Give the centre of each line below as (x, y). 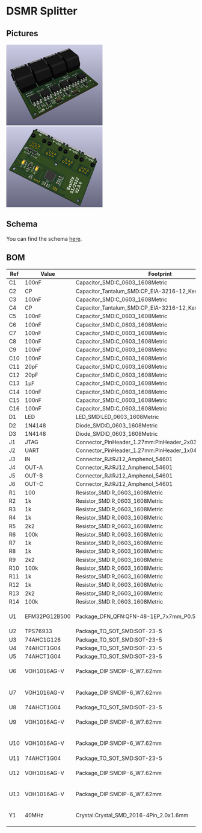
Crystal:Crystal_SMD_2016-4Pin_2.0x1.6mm (132, 815)
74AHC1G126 (43, 640)
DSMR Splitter (42, 11)
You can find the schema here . (44, 238)
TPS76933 (38, 631)
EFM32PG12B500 (48, 616)
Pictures (22, 34)
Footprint (160, 274)
